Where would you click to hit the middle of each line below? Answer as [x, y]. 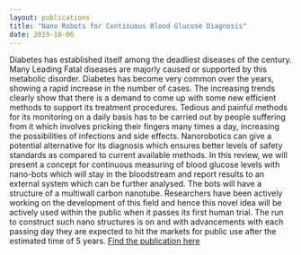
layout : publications [50, 18]
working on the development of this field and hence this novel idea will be [146, 203]
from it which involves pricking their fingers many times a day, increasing [145, 127]
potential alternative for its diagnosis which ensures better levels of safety [146, 145]
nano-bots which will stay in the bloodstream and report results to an [137, 174]
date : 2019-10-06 [42, 34]
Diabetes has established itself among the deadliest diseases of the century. [150, 60]
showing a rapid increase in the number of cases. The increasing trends [142, 88]
